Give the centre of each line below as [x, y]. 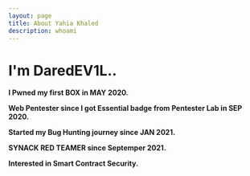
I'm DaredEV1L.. [63, 70]
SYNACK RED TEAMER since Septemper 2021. [87, 148]
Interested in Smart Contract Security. [74, 164]
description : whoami [43, 31]
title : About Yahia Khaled [53, 23]
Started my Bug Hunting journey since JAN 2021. [92, 133]
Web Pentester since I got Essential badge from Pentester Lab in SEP [125, 108]
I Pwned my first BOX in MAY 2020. [68, 92]
